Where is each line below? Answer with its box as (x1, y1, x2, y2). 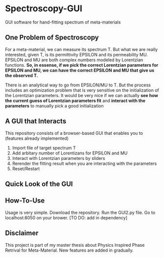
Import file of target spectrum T (12, 145, 76, 151)
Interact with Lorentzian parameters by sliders (12, 155, 105, 161)
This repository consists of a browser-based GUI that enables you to (5, 130, 143, 136)
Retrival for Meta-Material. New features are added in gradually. (5, 247, 134, 253)
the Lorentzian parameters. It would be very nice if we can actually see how (5, 92, 158, 98)
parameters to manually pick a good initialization (5, 103, 104, 108)
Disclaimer (5, 229, 39, 237)
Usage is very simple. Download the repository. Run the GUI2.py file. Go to (5, 209, 156, 215)
